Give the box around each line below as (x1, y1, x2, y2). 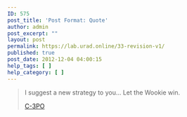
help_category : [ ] (7, 69, 65, 76)
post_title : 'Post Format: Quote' (7, 17, 109, 24)
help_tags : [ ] (7, 62, 52, 69)
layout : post (7, 36, 46, 43)
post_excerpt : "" (7, 29, 58, 37)
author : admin (7, 23, 49, 30)
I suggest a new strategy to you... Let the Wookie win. (24, 88, 181, 97)
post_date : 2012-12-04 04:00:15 (7, 56, 102, 63)
